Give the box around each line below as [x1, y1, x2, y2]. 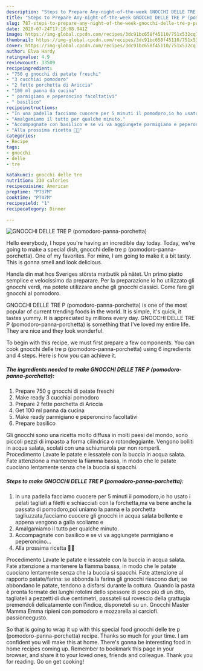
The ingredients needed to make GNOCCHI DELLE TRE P [6, 366, 150, 373]
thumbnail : [6, 37, 34, 43]
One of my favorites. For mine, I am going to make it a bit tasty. [35, 252, 192, 259]
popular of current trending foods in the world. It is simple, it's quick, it [6, 308, 182, 315]
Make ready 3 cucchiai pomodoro [14, 394, 100, 401]
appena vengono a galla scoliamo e [14, 519, 104, 526]
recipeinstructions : [6, 104, 59, 111]
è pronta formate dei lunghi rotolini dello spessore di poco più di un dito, [6, 589, 185, 596]
